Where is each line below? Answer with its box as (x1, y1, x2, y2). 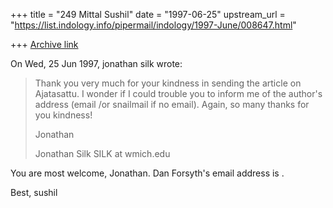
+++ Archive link (10, 39, 79, 50)
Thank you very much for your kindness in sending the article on (34, 77, 302, 89)
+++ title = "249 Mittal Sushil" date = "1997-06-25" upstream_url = (10, 9, 286, 20)
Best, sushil (10, 187, 58, 198)
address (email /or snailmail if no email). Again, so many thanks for (34, 99, 310, 110)
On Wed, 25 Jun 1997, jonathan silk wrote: (10, 58, 183, 69)
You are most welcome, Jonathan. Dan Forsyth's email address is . (10, 167, 285, 179)
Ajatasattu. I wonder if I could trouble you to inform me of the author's (34, 88, 323, 99)
